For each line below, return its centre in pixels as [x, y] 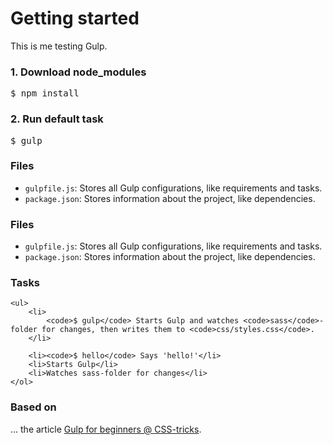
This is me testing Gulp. [59, 46]
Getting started [75, 18]
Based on [33, 407]
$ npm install [45, 93]
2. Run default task [57, 119]
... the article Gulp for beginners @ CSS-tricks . [106, 429]
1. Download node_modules [78, 72]
